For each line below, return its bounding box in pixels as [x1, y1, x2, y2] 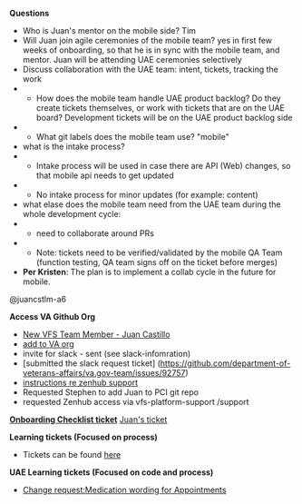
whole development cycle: [22, 209, 122, 219]
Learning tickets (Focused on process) [9, 431, 159, 442]
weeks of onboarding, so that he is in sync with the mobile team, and [22, 44, 280, 55]
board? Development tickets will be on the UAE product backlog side [35, 113, 293, 123]
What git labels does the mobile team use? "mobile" [35, 132, 229, 142]
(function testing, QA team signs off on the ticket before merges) [35, 257, 278, 267]
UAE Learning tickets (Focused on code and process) [9, 467, 214, 478]
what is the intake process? [22, 141, 125, 152]
